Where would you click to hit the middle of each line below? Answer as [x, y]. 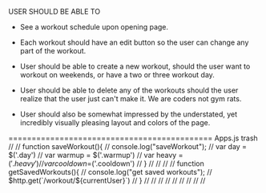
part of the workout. [53, 51]
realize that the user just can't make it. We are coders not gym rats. [131, 98]
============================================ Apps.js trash [133, 138]
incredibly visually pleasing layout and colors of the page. [115, 122]
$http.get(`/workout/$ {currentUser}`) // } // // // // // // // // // [107, 180]
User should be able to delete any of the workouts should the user [129, 90]
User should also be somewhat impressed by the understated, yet [129, 114]
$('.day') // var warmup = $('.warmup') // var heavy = [96, 155]
